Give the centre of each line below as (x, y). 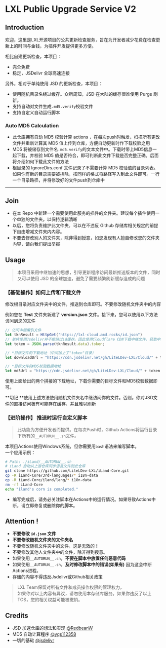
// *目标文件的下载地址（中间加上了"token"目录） (50, 353)
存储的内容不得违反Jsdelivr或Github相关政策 (57, 577)
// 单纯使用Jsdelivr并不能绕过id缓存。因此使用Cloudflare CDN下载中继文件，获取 (81, 339)
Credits (17, 615)
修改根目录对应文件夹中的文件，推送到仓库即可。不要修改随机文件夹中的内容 (83, 304)
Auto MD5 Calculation (32, 125)
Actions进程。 (26, 571)
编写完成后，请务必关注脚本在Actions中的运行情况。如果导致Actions (82, 499)
